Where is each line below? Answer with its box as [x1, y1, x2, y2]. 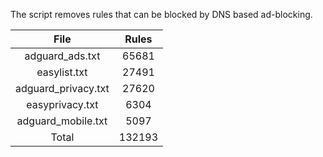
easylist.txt [36, 65, 88, 79]
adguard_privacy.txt [15, 82, 110, 95]
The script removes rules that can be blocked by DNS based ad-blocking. [10, 9, 313, 20]
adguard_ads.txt [24, 49, 101, 63]
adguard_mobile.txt [16, 114, 108, 128]
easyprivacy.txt [26, 98, 99, 111]
